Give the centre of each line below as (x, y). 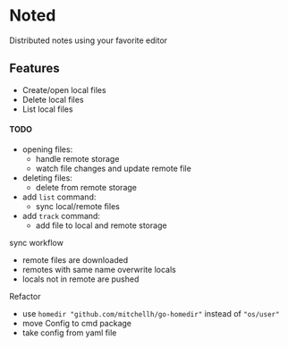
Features (34, 68)
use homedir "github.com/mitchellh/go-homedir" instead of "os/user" (151, 313)
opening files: (47, 149)
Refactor (25, 296)
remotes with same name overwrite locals (99, 269)
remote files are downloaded (75, 259)
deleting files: (47, 178)
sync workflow (37, 242)
